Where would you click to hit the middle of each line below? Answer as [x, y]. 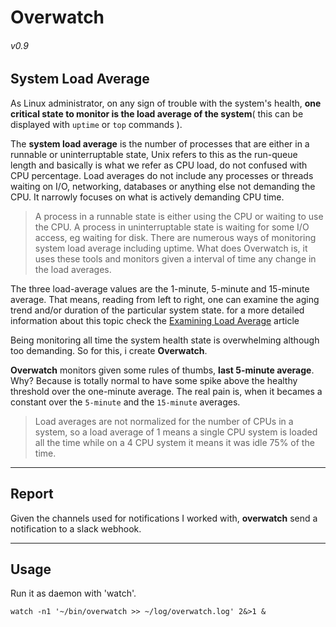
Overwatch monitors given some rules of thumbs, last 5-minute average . [162, 370]
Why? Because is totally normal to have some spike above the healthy [154, 380]
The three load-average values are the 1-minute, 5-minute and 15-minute [160, 288]
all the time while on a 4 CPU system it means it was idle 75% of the [174, 442]
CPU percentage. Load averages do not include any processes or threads [162, 175]
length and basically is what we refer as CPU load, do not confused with [159, 165]
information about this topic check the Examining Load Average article [155, 320]
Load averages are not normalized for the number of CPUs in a [164, 421]
